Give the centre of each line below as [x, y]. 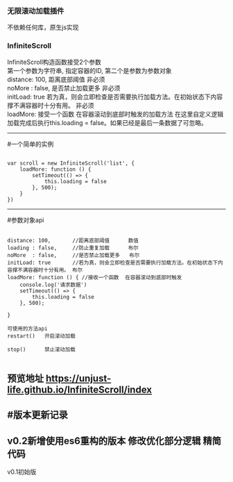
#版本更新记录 [37, 415]
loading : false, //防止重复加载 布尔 [73, 248]
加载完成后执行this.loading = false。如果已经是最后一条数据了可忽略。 [107, 122]
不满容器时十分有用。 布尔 [50, 270]
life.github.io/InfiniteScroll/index [80, 389]
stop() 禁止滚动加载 [42, 349]
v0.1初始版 [22, 472]
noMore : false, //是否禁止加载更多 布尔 [74, 255]
